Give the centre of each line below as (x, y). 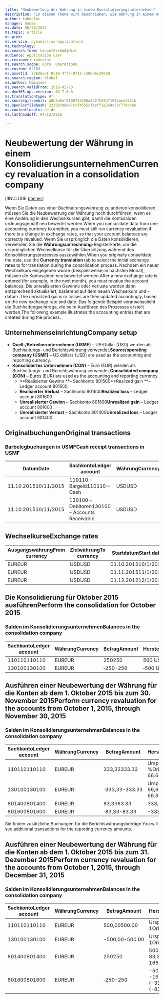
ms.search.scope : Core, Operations (41, 64)
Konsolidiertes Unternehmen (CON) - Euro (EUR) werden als (74, 365)
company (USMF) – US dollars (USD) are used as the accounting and (82, 355)
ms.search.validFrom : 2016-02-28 (39, 87)
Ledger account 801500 (43, 386)
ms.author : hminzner (26, 82)
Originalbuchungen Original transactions (68, 433)
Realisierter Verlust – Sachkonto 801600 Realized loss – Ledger (83, 391)
